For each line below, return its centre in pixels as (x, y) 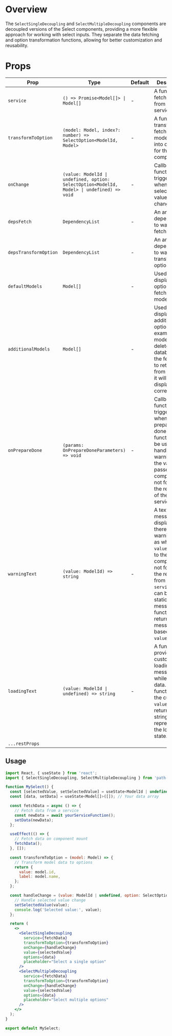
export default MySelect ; (33, 1028)
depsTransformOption (33, 252)
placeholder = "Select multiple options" (66, 1000)
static (160, 599)
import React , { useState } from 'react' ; (51, 773)
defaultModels (25, 286)
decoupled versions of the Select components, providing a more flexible (81, 29)
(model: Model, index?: (92, 130)
